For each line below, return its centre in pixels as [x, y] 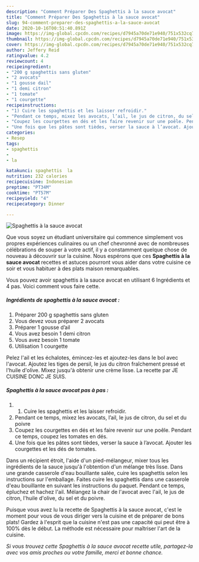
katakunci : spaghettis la [39, 171]
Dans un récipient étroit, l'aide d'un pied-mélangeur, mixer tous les [87, 461]
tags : [13, 143]
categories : [21, 133]
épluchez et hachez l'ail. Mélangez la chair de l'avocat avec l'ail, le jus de [95, 492]
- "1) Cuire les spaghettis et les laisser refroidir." [76, 111]
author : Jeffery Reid [33, 50]
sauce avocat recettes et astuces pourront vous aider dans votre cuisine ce [99, 262]
